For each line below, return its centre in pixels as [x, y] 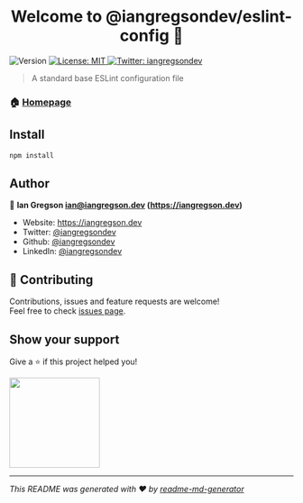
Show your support [64, 339]
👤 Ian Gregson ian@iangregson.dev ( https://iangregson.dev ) [126, 206]
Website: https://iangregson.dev [82, 223]
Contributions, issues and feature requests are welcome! [115, 302]
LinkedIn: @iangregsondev [72, 251]
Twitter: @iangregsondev [69, 233]
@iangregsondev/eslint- [199, 17]
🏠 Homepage [41, 102]
